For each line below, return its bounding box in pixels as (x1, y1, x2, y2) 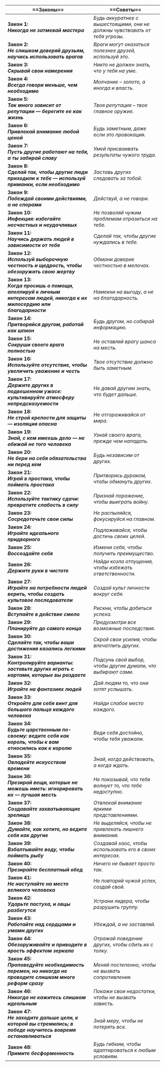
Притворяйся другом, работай (7, 321, 84, 328)
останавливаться (7, 1033, 52, 1039)
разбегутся (7, 907, 36, 913)
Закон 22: (7, 489, 32, 496)
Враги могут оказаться (93, 41, 150, 48)
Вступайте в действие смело (7, 611, 80, 617)
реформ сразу (7, 980, 44, 986)
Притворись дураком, (93, 472, 146, 478)
